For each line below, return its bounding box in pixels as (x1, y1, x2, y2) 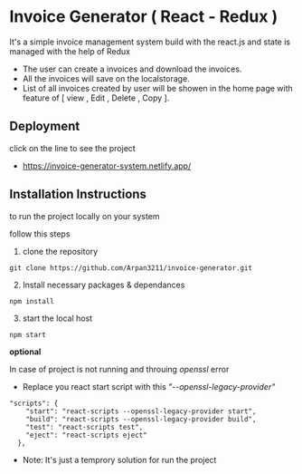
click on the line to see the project (9, 142, 136, 153)
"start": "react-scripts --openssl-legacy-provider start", (25, 406, 257, 416)
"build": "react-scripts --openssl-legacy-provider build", (25, 414, 257, 423)
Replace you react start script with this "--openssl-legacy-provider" (22, 381, 276, 392)
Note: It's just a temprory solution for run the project (22, 454, 217, 465)
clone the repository (22, 246, 99, 256)
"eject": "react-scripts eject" (25, 430, 147, 440)
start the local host (22, 313, 93, 324)
